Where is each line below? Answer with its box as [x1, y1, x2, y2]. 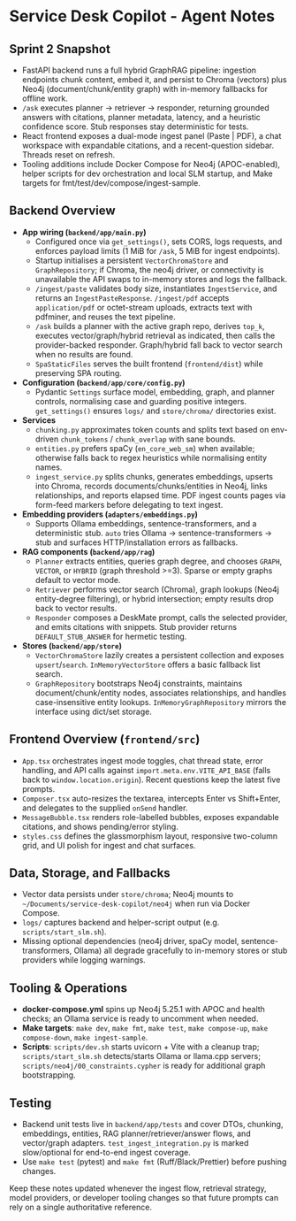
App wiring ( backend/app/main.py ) [21, 227, 147, 237]
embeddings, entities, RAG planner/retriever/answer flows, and [21, 1128, 251, 1139]
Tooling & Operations [9, 980, 128, 995]
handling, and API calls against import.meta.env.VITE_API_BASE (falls [21, 764, 271, 775]
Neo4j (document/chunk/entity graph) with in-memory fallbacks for [21, 84, 268, 94]
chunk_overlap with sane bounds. [114, 434, 236, 444]
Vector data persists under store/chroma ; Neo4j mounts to [21, 889, 234, 900]
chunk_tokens [60, 435, 109, 444]
